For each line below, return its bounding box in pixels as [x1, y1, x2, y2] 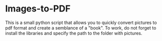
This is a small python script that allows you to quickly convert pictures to [5, 19, 157, 25]
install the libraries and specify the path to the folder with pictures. [5, 30, 142, 36]
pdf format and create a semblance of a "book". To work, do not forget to [5, 24, 156, 30]
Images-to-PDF [5, 3, 71, 14]
